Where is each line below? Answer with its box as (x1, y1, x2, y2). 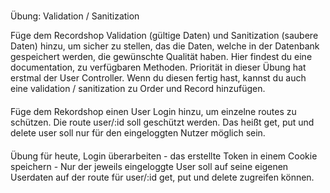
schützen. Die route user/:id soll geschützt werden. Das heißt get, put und (10, 116, 315, 128)
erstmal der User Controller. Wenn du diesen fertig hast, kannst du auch (10, 72, 307, 84)
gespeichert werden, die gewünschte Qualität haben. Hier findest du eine (10, 51, 313, 63)
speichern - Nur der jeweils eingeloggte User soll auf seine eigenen (10, 160, 289, 172)
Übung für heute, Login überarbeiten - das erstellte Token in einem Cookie (10, 150, 318, 162)
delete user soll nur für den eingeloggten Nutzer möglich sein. (10, 126, 266, 139)
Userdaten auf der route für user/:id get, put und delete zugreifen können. (10, 171, 315, 183)
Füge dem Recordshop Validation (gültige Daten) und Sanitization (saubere (10, 30, 319, 42)
